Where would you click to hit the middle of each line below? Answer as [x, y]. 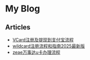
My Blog [22, 9]
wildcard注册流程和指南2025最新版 [48, 46]
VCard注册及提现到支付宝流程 [43, 40]
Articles [18, 27]
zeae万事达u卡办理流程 [36, 52]
